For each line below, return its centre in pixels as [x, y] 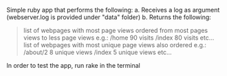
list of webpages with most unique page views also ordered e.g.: [115, 45]
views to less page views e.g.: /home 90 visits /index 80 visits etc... [119, 38]
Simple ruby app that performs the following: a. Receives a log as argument [113, 10]
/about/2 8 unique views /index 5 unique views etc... [97, 52]
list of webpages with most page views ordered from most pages [115, 30]
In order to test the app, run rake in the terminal [73, 65]
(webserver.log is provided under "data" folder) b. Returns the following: [109, 17]
